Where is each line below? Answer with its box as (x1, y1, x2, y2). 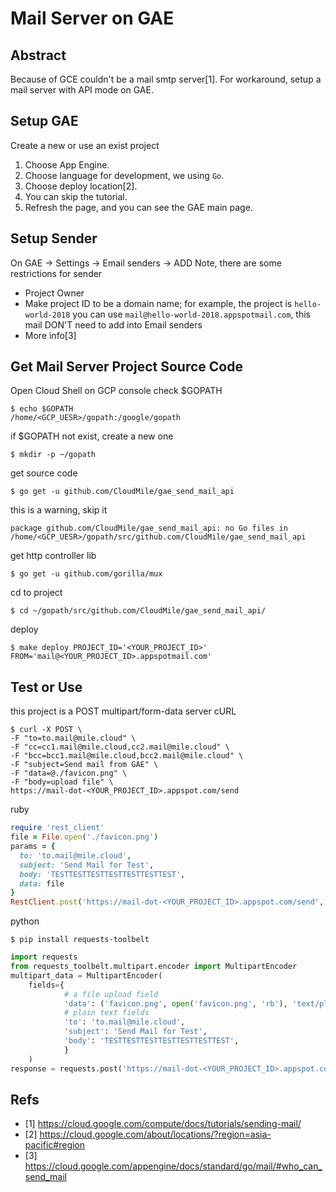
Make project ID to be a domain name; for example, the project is (24, 297, 293, 309)
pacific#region (24, 1139, 86, 1151)
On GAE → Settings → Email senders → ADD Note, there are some (10, 257, 282, 269)
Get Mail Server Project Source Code (10, 358, 243, 376)
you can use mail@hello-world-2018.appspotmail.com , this (72, 308, 311, 320)
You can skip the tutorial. (24, 190, 128, 202)
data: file (19, 878, 65, 889)
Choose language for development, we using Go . (24, 169, 225, 181)
